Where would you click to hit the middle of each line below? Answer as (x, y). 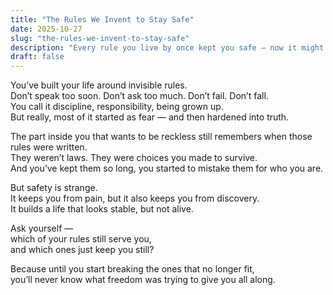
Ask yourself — (42, 228)
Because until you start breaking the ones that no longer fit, (132, 269)
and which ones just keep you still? (82, 250)
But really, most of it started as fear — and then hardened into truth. (150, 117)
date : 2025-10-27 (46, 29)
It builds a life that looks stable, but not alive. (102, 209)
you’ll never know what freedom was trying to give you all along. (143, 280)
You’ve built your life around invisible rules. (99, 85)
